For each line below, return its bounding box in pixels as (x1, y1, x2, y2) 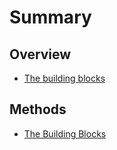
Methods (9, 101, 67, 118)
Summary (9, 6, 92, 29)
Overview (9, 46, 72, 63)
